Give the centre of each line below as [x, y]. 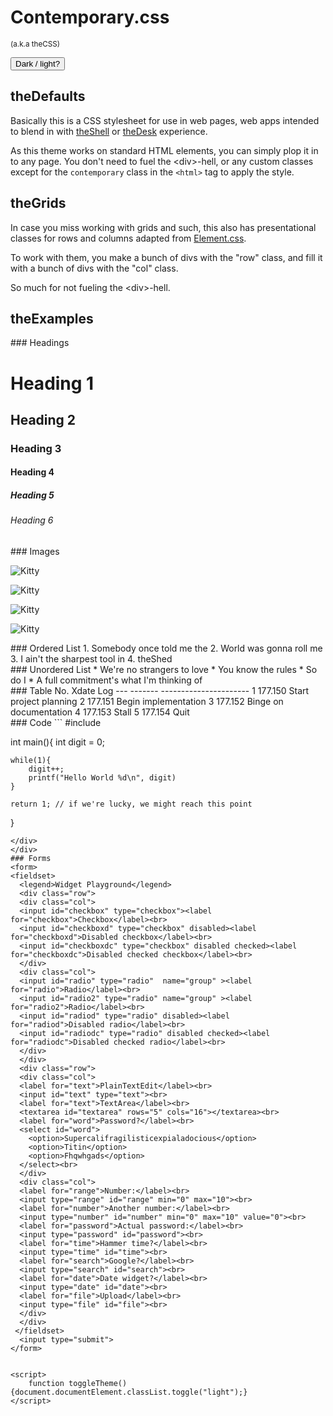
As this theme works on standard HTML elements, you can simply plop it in [164, 150]
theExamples [52, 318]
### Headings [40, 343]
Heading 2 [43, 419]
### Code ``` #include [56, 723]
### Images [35, 552]
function [46, 1384]
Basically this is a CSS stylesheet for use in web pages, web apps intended [165, 120]
